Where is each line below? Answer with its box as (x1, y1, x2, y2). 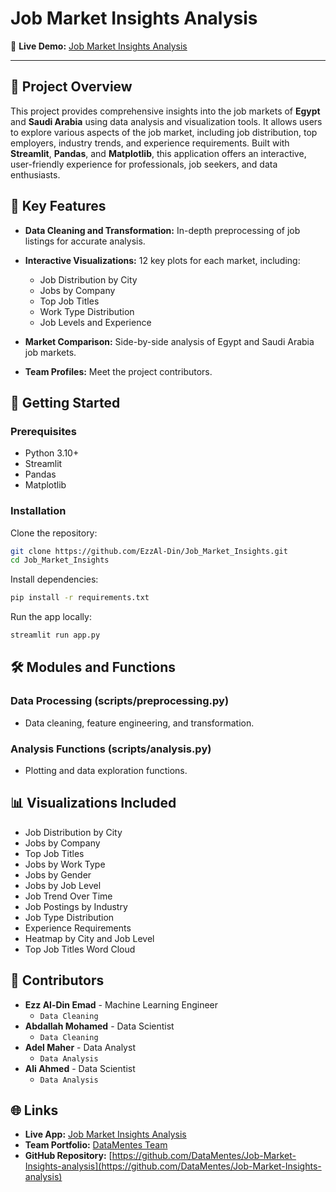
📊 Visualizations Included (10, 795, 177, 812)
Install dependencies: (10, 573, 99, 586)
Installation (10, 504, 67, 518)
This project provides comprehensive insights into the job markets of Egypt (10, 105, 321, 117)
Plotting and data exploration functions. (24, 765, 188, 777)
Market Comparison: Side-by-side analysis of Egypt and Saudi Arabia (24, 335, 315, 347)
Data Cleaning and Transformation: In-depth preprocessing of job (24, 224, 301, 236)
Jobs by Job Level (24, 879, 102, 891)
